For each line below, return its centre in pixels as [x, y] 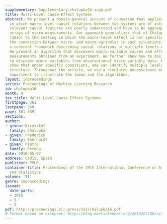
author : [13, 121]
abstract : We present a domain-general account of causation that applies [84, 19]
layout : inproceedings [29, 79]
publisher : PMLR [22, 163]
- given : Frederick [25, 135]
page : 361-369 [20, 112]
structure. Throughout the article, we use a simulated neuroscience [83, 70]
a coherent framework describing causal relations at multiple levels [84, 47]
